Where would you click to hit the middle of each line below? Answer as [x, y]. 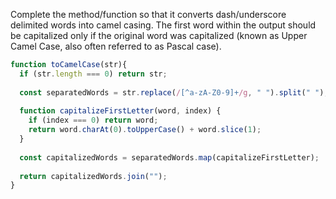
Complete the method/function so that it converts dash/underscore [148, 14]
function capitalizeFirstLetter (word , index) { [120, 111]
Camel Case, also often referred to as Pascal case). [116, 46]
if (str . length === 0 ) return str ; [93, 74]
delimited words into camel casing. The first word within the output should [163, 25]
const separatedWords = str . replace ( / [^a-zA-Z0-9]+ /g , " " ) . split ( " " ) [172, 92]
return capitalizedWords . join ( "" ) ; [93, 176]
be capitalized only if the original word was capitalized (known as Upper [159, 35]
